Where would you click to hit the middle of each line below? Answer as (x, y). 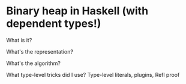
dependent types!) (54, 24)
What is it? (19, 40)
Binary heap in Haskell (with (77, 11)
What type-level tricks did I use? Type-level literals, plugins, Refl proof (93, 74)
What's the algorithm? (34, 63)
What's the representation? (40, 51)
